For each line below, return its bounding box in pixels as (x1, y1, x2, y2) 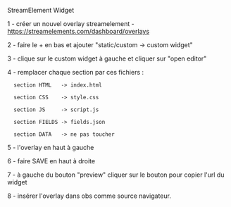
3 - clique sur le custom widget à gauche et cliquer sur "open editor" (7, 54, 207, 63)
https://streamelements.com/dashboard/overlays (7, 27, 150, 35)
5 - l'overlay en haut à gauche (7, 144, 94, 151)
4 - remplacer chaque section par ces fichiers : (7, 68, 144, 76)
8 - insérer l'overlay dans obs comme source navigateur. (7, 192, 171, 200)
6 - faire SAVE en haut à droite (7, 157, 96, 165)
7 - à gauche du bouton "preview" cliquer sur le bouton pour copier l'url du (7, 170, 225, 179)
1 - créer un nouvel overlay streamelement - (7, 20, 135, 27)
